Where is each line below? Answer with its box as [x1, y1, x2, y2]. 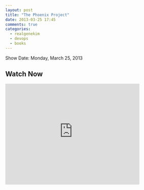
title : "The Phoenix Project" [5, 12, 70, 17]
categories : [5, 27, 31, 32]
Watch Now [5, 70, 43, 78]
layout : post [5, 7, 33, 13]
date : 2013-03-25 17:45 [5, 17, 56, 22]
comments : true [5, 22, 38, 27]
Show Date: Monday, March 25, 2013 [5, 55, 83, 61]
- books [10, 41, 27, 46]
